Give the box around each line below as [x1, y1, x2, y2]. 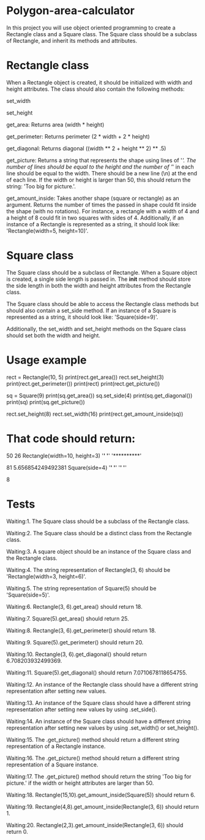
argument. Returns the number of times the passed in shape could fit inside [6, 200, 197, 208]
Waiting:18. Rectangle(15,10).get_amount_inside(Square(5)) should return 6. [6, 791, 196, 798]
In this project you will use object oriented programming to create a [6, 24, 176, 31]
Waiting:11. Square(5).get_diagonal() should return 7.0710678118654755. [6, 669, 188, 676]
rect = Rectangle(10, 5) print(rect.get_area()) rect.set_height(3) [6, 373, 164, 381]
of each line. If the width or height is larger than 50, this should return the [6, 176, 191, 183]
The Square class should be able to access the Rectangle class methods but [6, 300, 199, 307]
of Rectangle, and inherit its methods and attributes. [6, 37, 138, 44]
